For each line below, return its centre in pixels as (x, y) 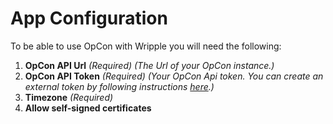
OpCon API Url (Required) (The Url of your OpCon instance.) (149, 65)
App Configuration (89, 18)
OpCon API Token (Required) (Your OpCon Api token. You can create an (174, 76)
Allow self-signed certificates (88, 108)
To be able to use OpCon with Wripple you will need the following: (146, 46)
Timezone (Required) (69, 97)
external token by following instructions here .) (119, 86)
